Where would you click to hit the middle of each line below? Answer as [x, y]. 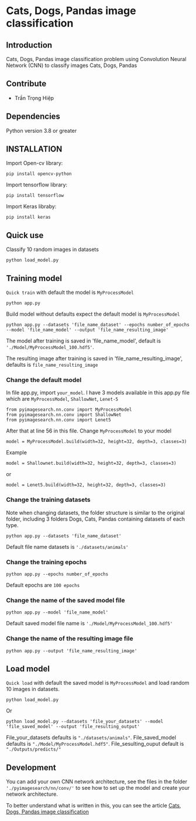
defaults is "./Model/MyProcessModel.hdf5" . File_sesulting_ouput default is [95, 744]
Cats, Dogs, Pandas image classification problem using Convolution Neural [96, 59]
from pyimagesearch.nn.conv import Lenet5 [59, 420]
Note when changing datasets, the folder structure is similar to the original [96, 512]
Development [31, 767]
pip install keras [28, 217]
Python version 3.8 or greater [42, 130]
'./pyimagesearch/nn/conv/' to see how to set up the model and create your [98, 788]
